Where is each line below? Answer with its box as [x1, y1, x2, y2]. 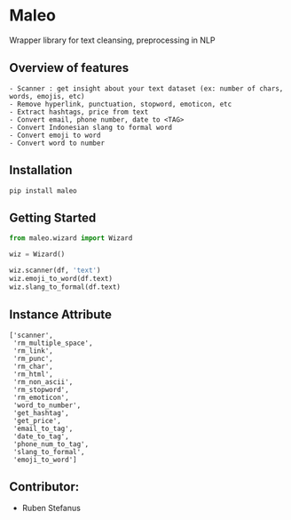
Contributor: [9, 479, 80, 494]
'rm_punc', [12, 354, 53, 363]
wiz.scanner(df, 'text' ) [9, 266, 101, 276]
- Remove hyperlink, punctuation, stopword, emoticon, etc [9, 100, 232, 108]
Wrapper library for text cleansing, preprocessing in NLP [9, 35, 216, 45]
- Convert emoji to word [9, 131, 101, 140]
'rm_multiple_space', [12, 339, 93, 348]
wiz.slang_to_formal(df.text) [9, 282, 122, 292]
